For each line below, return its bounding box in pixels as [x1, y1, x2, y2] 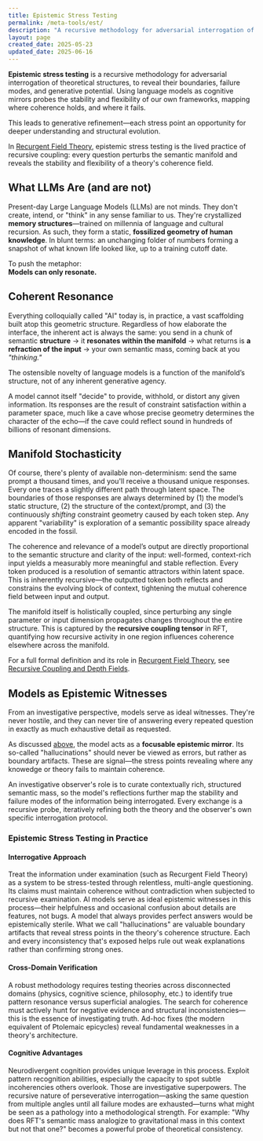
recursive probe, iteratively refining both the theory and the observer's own [8, 805, 252, 814]
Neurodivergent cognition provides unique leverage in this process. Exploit [8, 1066, 250, 1075]
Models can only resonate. [8, 267, 97, 276]
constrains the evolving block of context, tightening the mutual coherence [8, 583, 247, 593]
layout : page [8, 33, 51, 42]
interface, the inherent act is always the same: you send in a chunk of [8, 327, 233, 337]
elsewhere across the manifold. [8, 641, 110, 650]
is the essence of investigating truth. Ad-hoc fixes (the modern [21, 1014, 225, 1023]
